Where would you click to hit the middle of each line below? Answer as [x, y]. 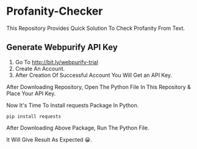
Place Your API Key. [31, 93]
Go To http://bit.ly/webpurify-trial [57, 62]
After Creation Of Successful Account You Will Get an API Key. [94, 75]
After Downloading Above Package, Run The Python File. [78, 128]
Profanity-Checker [55, 11]
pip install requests [34, 116]
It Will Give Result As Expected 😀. [49, 139]
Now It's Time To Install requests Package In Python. [73, 105]
